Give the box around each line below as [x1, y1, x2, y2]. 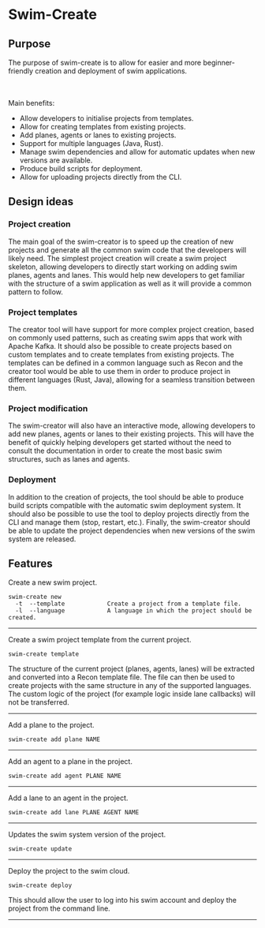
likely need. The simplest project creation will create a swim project [8, 253, 227, 263]
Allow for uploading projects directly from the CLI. [19, 172, 182, 181]
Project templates [8, 306, 78, 317]
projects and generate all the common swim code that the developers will [8, 245, 247, 254]
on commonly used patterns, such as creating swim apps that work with [8, 333, 243, 342]
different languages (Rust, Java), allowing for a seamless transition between [8, 375, 255, 384]
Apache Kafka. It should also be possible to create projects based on [8, 341, 233, 350]
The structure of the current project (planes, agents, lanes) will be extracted [8, 664, 255, 674]
